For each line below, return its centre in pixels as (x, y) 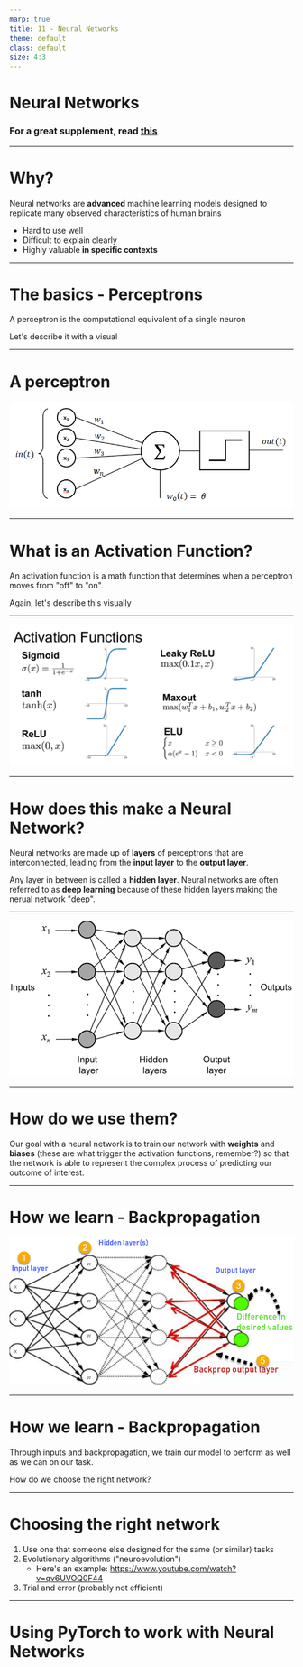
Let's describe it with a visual (64, 337)
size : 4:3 (28, 57)
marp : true (30, 19)
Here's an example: (72, 1569)
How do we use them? (94, 1118)
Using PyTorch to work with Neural (142, 1633)
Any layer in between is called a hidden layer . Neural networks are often (144, 880)
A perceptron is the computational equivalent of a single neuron (128, 320)
